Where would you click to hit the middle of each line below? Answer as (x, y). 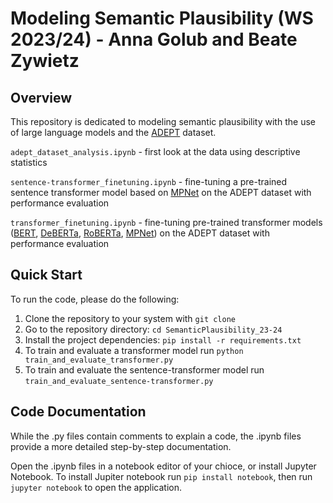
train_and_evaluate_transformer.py (99, 360)
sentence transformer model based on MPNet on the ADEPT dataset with (161, 192)
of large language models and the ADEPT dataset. (113, 132)
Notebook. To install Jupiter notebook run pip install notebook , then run (161, 476)
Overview (41, 97)
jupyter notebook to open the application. (96, 487)
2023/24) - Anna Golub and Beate (154, 39)
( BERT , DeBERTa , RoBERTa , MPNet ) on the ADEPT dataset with (140, 233)
